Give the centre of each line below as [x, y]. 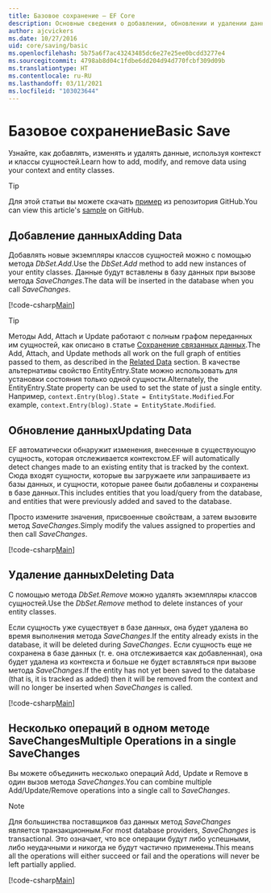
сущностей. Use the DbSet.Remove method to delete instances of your [126, 603]
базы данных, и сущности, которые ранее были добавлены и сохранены [133, 484]
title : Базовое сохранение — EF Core [72, 16]
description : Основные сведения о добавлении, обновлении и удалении [128, 23]
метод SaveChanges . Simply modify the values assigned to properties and [132, 525]
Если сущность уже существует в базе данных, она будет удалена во [128, 627]
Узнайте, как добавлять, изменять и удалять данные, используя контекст [135, 153]
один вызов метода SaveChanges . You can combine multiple [110, 782]
